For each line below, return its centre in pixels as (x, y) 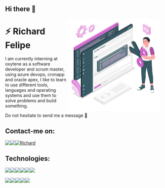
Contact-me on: (30, 131)
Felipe (18, 45)
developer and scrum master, (35, 69)
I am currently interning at (31, 59)
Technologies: (28, 158)
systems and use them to (31, 95)
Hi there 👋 (21, 9)
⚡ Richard (25, 31)
